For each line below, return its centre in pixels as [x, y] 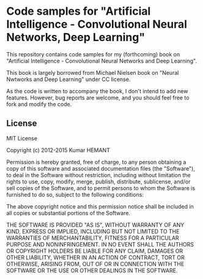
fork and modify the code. [39, 104]
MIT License [22, 138]
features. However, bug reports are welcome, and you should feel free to [98, 97]
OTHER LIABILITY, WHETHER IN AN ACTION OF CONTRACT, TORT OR [95, 257]
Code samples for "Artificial [79, 11]
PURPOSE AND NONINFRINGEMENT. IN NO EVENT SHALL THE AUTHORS [100, 244]
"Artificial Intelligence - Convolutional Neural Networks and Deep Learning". [102, 61]
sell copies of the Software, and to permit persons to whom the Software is [101, 188]
